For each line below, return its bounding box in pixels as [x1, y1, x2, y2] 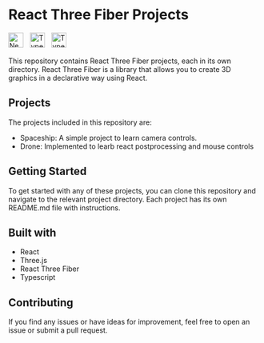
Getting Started [8, 165, 87, 178]
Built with [8, 225, 57, 239]
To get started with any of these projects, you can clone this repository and [8, 185, 256, 195]
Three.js [19, 256, 48, 265]
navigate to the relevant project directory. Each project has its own [8, 194, 227, 204]
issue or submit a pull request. [8, 325, 108, 335]
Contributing [8, 296, 74, 309]
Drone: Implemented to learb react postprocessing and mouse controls [19, 142, 254, 151]
